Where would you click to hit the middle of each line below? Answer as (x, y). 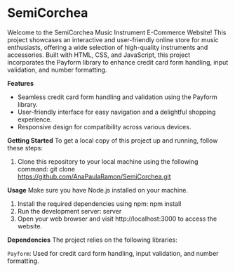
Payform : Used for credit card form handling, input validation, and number (113, 253)
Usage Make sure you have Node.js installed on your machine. (98, 190)
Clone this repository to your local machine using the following (108, 161)
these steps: (25, 148)
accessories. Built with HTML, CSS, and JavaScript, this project (99, 55)
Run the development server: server (69, 211)
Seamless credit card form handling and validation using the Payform (117, 97)
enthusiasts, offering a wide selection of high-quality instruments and (108, 47)
